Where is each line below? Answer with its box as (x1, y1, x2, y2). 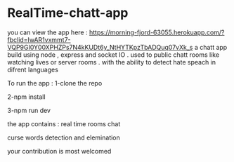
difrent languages (7, 65, 58, 74)
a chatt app (194, 43, 228, 51)
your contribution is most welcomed (7, 147, 112, 155)
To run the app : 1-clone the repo (7, 79, 103, 87)
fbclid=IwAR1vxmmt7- (7, 35, 72, 43)
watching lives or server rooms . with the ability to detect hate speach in (7, 58, 216, 66)
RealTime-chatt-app (7, 5, 129, 21)
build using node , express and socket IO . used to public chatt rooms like (7, 50, 220, 59)
